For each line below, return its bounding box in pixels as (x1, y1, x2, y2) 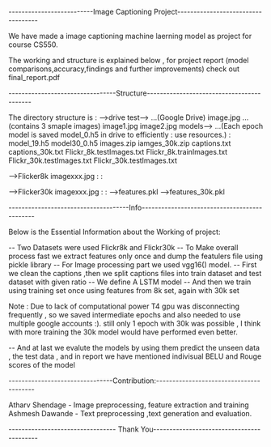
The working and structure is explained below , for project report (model (8, 56, 249, 65)
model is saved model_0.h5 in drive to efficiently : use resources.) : (8, 130, 231, 139)
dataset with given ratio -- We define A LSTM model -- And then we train (8, 277, 252, 287)
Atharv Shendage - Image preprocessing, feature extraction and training (8, 400, 249, 410)
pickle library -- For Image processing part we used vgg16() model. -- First (8, 260, 257, 270)
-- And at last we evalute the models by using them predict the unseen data (8, 343, 260, 352)
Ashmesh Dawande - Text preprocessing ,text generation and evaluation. (8, 409, 252, 418)
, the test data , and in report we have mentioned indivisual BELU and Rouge (8, 351, 262, 361)
